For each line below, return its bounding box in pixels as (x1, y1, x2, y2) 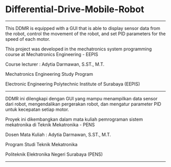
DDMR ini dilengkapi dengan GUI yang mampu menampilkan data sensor (5, 95, 158, 101)
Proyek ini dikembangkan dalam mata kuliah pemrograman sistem (5, 116, 144, 122)
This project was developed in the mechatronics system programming (5, 46, 152, 52)
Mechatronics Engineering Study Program (5, 71, 93, 77)
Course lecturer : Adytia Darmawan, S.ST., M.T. (5, 61, 105, 67)
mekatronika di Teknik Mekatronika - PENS (5, 121, 95, 128)
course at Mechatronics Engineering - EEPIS (5, 51, 98, 57)
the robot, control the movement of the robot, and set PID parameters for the (5, 31, 166, 37)
